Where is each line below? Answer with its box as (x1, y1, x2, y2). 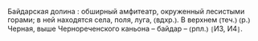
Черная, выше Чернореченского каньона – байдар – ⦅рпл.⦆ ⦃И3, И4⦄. (7, 24, 243, 33)
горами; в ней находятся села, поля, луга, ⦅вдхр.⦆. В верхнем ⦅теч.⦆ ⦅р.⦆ (7, 15, 251, 24)
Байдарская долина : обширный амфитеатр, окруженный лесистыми (7, 7, 245, 16)
